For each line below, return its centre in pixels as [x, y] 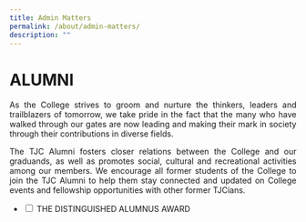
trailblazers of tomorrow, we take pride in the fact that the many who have [153, 115]
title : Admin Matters [51, 18]
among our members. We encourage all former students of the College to [153, 171]
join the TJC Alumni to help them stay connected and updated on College [153, 181]
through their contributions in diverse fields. [92, 134]
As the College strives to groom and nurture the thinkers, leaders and [153, 105]
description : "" [40, 35]
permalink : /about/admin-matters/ [75, 26]
